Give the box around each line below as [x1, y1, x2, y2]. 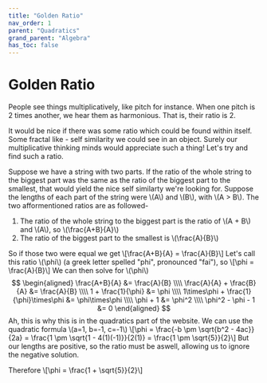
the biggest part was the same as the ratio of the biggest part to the [8, 176, 231, 185]
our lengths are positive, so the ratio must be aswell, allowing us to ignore [8, 342, 250, 351]
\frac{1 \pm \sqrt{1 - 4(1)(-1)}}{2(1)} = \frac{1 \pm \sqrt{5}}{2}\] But [30, 333, 249, 343]
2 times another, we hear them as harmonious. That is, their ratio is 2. [8, 111, 237, 120]
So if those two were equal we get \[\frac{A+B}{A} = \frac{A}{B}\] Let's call [8, 249, 256, 259]
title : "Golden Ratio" [8, 11, 84, 20]
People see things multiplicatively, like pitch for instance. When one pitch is [8, 102, 256, 112]
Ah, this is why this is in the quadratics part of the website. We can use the [8, 316, 253, 326]
